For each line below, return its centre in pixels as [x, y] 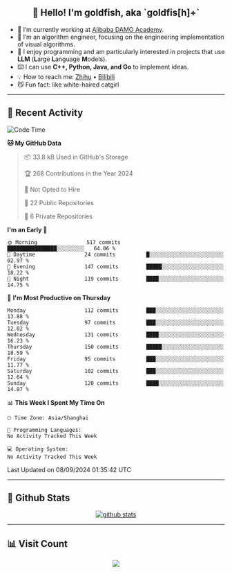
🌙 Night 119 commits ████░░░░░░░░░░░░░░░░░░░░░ [116, 279]
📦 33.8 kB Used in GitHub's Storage [76, 157]
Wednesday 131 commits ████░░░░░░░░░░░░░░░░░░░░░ [116, 334]
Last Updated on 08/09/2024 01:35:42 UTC [69, 469]
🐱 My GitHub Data [35, 143]
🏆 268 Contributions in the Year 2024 [78, 173]
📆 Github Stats [39, 498]
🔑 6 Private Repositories [58, 216]
